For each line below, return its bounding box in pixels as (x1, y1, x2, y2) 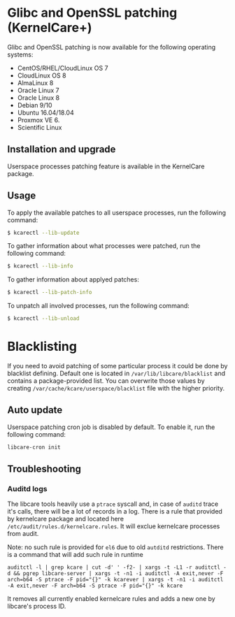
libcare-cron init (7, 444, 61, 451)
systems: (7, 50, 34, 59)
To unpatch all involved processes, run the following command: (7, 302, 190, 310)
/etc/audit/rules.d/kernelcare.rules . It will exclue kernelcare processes (7, 522, 220, 530)
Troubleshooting (7, 463, 82, 475)
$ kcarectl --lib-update (7, 229, 80, 236)
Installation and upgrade (7, 143, 116, 155)
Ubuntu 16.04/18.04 (17, 108, 75, 117)
